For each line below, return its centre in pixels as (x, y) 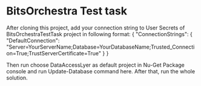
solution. (17, 78)
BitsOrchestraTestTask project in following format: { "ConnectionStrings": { (99, 34)
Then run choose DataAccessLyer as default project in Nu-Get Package (95, 65)
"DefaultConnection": (33, 40)
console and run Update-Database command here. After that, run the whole (101, 71)
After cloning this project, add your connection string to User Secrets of (96, 28)
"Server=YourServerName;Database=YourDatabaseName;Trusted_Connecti (100, 47)
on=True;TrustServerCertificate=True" (54, 53)
